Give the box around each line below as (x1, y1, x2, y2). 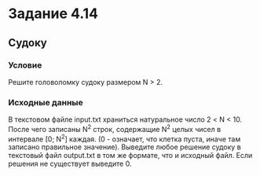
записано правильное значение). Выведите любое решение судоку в (8, 142, 241, 152)
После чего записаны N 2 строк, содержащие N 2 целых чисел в (8, 123, 222, 134)
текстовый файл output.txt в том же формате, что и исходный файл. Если (8, 151, 253, 160)
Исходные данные (8, 97, 84, 108)
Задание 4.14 (8, 5, 99, 23)
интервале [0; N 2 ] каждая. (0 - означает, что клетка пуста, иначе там (8, 133, 241, 144)
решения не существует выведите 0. (8, 159, 132, 169)
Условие (8, 60, 42, 71)
